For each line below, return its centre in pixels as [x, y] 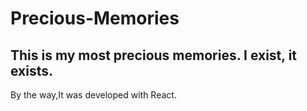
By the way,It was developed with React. [93, 95]
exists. [32, 70]
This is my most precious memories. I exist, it [154, 55]
